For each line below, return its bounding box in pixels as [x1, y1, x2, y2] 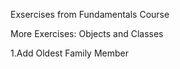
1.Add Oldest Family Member [10, 47, 129, 59]
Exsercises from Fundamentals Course [10, 9, 170, 20]
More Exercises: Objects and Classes [10, 28, 164, 39]
